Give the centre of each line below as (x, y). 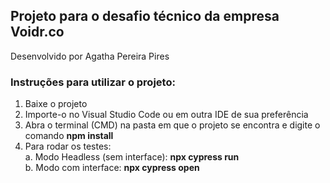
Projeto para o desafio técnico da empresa (145, 16)
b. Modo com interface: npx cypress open (112, 168)
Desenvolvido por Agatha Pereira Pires (90, 56)
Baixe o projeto (56, 104)
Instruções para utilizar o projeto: (93, 82)
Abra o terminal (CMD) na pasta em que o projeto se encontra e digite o (172, 125)
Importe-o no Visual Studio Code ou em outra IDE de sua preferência (166, 115)
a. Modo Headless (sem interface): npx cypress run (132, 157)
